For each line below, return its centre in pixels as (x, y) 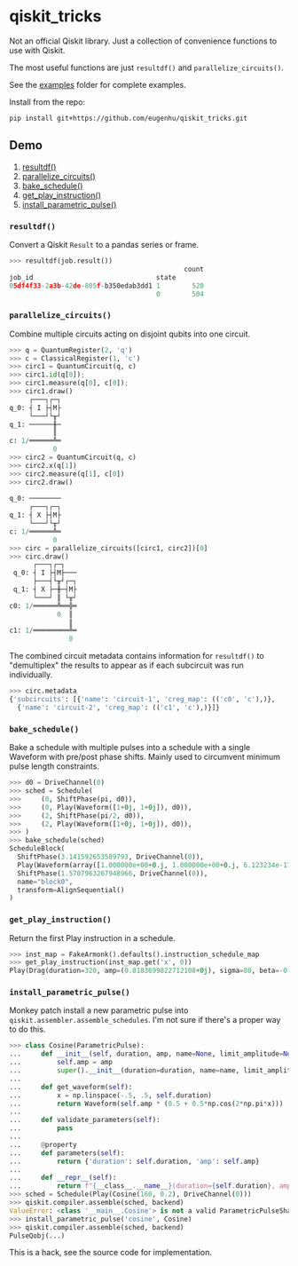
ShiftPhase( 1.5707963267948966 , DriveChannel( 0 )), (113, 873)
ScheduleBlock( (37, 849)
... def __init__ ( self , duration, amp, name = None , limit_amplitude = (146, 1054)
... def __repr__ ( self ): (63, 1178)
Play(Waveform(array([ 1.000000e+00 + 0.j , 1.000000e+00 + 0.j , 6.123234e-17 (154, 865)
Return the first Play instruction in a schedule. (92, 938)
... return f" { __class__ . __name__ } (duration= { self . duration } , (142, 1186)
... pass (41, 1128)
